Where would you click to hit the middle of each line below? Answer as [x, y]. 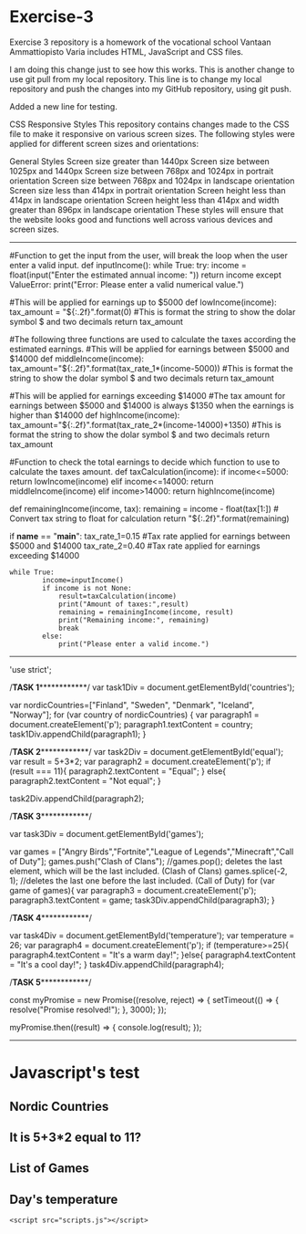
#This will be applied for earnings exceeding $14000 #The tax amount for [148, 395]
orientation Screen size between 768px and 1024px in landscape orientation [152, 181]
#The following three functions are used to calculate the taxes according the [153, 339]
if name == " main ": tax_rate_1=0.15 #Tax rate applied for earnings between [150, 536]
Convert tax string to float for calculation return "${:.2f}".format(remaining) [149, 518]
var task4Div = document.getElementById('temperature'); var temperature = [152, 935]
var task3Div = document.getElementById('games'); [107, 833]
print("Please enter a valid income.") [133, 644]
